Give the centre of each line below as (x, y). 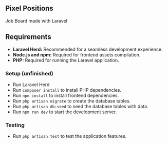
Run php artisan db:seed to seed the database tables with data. (80, 106)
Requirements (28, 37)
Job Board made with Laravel (36, 20)
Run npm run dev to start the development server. (65, 112)
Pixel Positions (30, 8)
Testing (15, 125)
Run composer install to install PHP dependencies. (67, 90)
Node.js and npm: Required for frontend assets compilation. (77, 55)
